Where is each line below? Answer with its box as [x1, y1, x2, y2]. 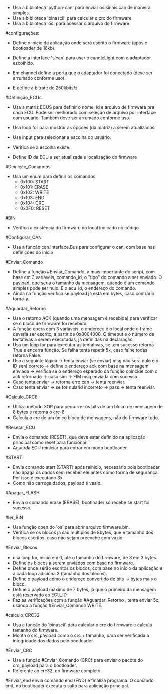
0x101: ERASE [20, 184, 49, 190]
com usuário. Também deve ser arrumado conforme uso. [12, 115, 131, 121]
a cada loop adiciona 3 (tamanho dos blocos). [12, 571, 108, 576]
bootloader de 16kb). [12, 45, 56, 51]
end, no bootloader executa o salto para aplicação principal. [5, 683, 129, 689]
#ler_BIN [5, 514, 24, 520]
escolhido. [12, 60, 34, 66]
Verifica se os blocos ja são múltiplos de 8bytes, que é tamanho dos [12, 529, 154, 535]
